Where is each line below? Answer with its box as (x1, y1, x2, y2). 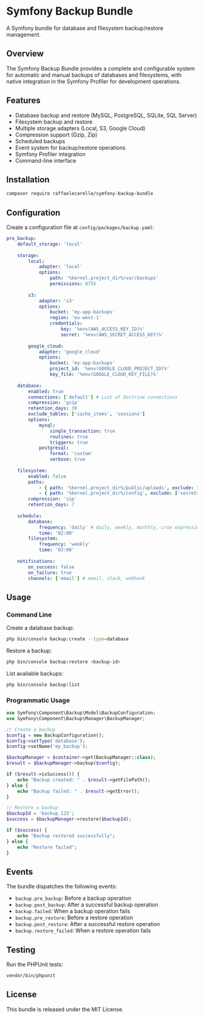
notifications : (17, 558, 56, 564)
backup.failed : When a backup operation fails (15, 908, 131, 915)
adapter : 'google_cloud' (38, 348, 102, 355)
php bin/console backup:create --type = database (6, 636, 129, 642)
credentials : (49, 320, 83, 327)
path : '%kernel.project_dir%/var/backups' (49, 275, 159, 281)
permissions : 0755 (49, 281, 97, 287)
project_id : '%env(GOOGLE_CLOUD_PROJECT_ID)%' (49, 366, 170, 372)
